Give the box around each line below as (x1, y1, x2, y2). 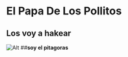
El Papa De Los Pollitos (6, 4, 122, 18)
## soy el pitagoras (20, 44, 68, 51)
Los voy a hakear (6, 28, 71, 38)
